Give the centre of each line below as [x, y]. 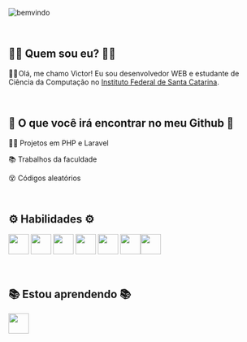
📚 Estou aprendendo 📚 [70, 294]
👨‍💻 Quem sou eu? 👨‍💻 [62, 54]
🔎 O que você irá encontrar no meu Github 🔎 [121, 123]
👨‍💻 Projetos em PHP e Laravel [58, 143]
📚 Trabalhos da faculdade [53, 159]
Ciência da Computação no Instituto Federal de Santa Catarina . [114, 82]
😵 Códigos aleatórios [45, 178]
